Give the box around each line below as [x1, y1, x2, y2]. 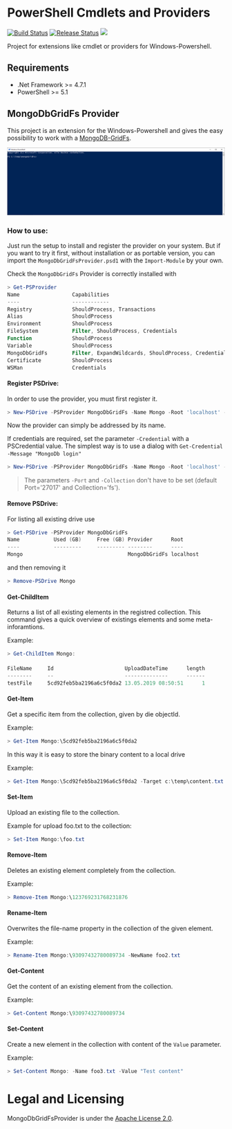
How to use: [7, 226, 48, 235]
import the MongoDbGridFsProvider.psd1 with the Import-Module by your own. [7, 256, 224, 264]
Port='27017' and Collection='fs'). [23, 483, 121, 492]
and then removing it [7, 563, 66, 572]
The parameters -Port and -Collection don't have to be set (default [23, 476, 217, 485]
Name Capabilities [7, 291, 110, 298]
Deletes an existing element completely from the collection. [7, 866, 176, 874]
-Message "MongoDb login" [7, 451, 81, 458]
